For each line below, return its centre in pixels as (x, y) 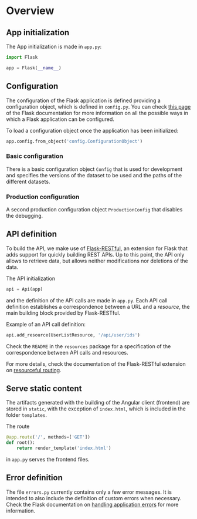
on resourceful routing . (34, 370)
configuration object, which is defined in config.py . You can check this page (98, 106)
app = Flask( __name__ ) (34, 68)
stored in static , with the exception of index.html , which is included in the (96, 409)
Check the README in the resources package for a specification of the (89, 346)
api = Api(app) (25, 289)
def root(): (21, 443)
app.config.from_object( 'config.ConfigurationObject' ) (74, 141)
